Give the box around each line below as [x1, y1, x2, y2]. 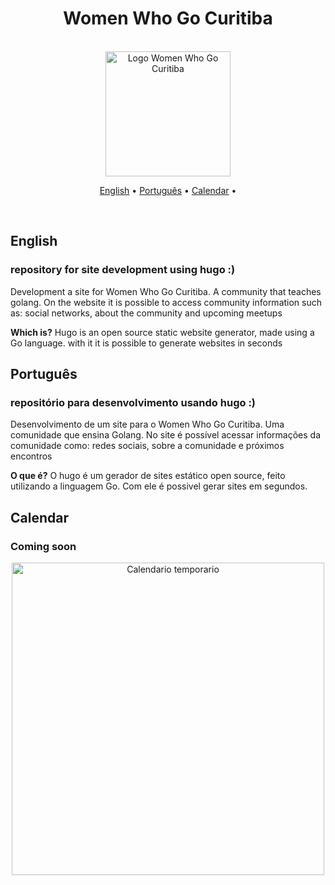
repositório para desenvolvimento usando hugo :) [10, 395, 257, 409]
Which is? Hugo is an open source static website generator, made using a [10, 326, 315, 338]
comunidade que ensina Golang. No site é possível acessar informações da [10, 429, 322, 441]
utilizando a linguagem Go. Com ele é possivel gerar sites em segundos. [10, 480, 308, 492]
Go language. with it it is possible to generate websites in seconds [10, 337, 283, 349]
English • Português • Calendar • [99, 184, 237, 196]
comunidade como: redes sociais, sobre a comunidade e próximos [10, 440, 285, 452]
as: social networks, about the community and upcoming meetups [10, 307, 283, 319]
